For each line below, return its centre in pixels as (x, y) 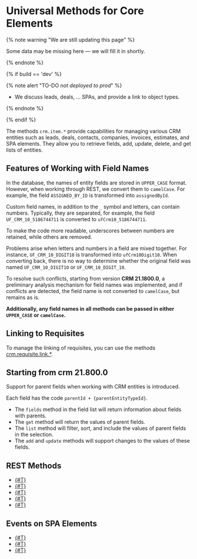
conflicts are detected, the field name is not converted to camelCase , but (93, 291)
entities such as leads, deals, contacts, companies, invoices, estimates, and (98, 137)
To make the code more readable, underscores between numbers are (90, 231)
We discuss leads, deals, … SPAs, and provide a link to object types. (97, 97)
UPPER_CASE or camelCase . (36, 315)
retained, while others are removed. (49, 236)
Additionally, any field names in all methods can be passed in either (90, 308)
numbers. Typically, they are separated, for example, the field (80, 213)
